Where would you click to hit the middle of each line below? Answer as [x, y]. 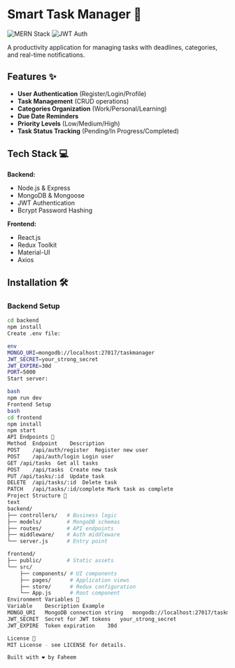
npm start [22, 430]
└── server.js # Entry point [58, 541]
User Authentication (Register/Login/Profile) [82, 93]
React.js [29, 237]
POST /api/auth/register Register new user [78, 450]
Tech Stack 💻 [38, 154]
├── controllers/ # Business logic [62, 515]
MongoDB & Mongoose [51, 195]
